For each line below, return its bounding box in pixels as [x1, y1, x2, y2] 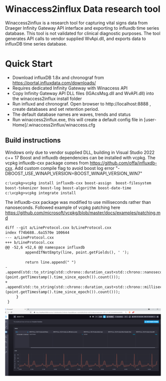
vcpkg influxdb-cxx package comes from [5, 160, 89, 166]
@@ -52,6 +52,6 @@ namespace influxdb [5, 245, 85, 250]
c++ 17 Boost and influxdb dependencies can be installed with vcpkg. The [5, 154, 156, 160]
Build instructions [5, 136, 61, 144]
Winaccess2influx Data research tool [5, 3, 161, 15]
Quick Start [5, 58, 53, 70]
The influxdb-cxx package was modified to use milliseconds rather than [5, 199, 151, 205]
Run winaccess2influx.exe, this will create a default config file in [12, 116, 143, 122]
